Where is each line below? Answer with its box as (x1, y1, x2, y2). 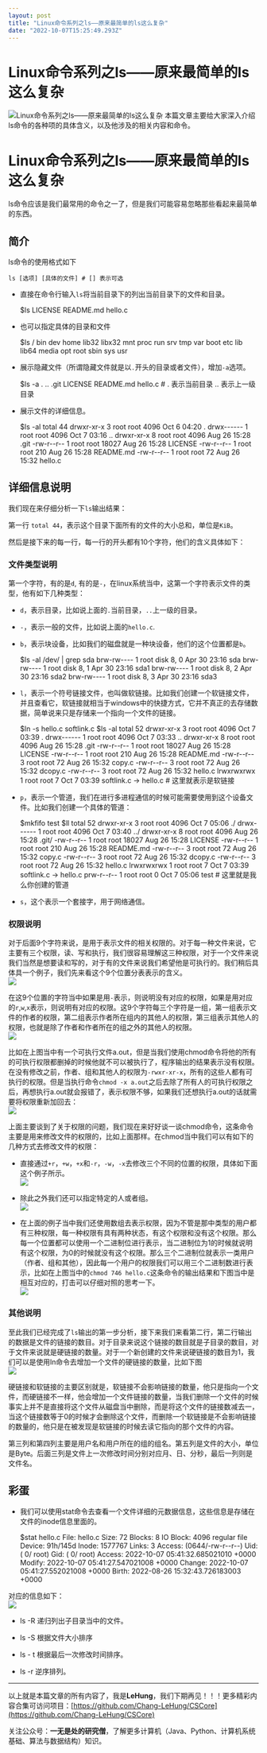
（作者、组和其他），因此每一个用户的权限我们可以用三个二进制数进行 (19, 1258, 246, 1267)
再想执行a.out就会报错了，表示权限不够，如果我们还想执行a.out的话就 (21, 1087, 250, 1097)
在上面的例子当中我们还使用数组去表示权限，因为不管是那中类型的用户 (19, 1218, 250, 1228)
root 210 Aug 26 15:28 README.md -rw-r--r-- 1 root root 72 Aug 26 (19, 447, 241, 457)
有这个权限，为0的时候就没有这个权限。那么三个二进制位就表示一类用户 (19, 1248, 254, 1258)
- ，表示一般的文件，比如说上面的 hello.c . (19, 622, 156, 632)
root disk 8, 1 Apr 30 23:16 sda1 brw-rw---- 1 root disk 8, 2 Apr (47, 664, 253, 673)
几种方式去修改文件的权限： (8, 1142, 99, 1151)
